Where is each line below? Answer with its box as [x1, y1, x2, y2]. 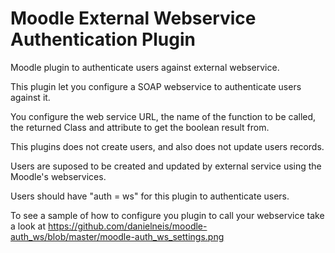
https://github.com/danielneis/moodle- [47, 220, 208, 232]
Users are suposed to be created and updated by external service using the [10, 160, 322, 172]
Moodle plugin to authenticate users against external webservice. [10, 61, 280, 73]
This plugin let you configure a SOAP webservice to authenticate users [10, 80, 302, 92]
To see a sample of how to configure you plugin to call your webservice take [10, 209, 325, 221]
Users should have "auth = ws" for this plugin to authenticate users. [10, 190, 290, 202]
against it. [10, 91, 51, 103]
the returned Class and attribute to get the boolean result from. [10, 121, 270, 133]
